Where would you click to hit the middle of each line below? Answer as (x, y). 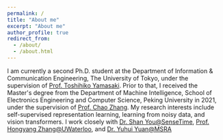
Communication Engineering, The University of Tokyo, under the (98, 78)
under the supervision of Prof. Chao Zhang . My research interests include (110, 107)
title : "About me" (33, 20)
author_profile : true (38, 32)
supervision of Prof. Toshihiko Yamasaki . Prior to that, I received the (103, 85)
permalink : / (26, 13)
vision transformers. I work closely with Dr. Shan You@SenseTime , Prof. (108, 122)
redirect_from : (29, 39)
